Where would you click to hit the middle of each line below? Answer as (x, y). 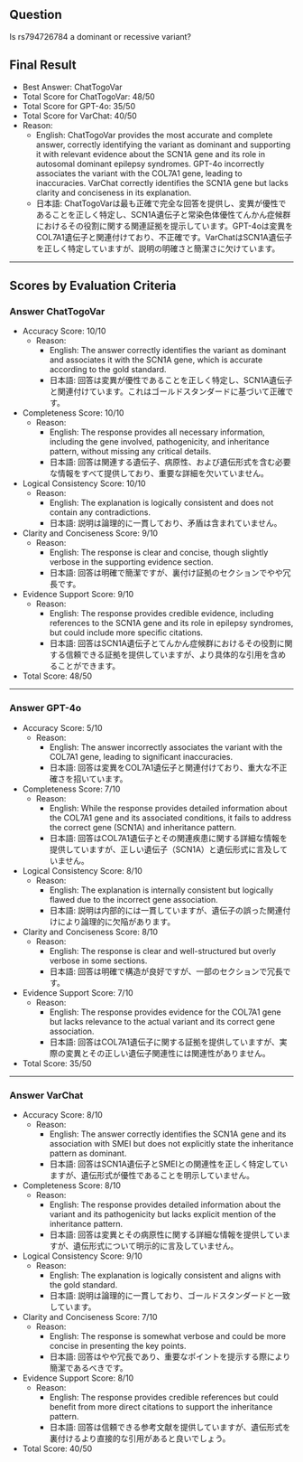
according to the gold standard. (108, 370)
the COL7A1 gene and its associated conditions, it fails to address (170, 818)
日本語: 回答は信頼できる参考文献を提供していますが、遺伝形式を (170, 1427)
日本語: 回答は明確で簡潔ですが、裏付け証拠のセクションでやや (166, 573)
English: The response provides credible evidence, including (161, 614)
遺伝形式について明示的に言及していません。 (156, 1245)
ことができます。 (88, 666)
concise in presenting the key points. (118, 1345)
